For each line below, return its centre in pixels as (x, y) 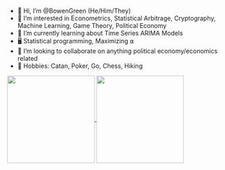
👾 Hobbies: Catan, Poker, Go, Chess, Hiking (80, 66)
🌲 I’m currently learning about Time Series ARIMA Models (100, 33)
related (28, 58)
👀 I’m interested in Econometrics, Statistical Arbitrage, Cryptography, (116, 18)
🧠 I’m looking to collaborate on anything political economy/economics (117, 51)
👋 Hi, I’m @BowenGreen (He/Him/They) (74, 11)
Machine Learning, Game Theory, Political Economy (92, 26)
